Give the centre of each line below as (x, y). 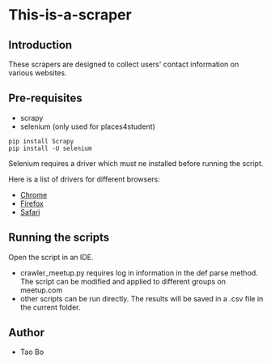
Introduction (40, 45)
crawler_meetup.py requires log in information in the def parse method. (139, 272)
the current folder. (50, 307)
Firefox (32, 203)
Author (26, 333)
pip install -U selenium (50, 148)
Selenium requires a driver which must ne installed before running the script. (136, 163)
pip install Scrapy (41, 141)
